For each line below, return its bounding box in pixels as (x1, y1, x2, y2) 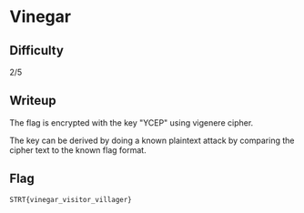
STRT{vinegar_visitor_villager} (9, 195, 132, 204)
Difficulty (9, 43, 64, 58)
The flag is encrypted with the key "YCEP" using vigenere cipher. (9, 117, 254, 128)
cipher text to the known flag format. (9, 144, 147, 156)
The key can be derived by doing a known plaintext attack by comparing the (9, 135, 295, 146)
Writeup (9, 93, 56, 108)
